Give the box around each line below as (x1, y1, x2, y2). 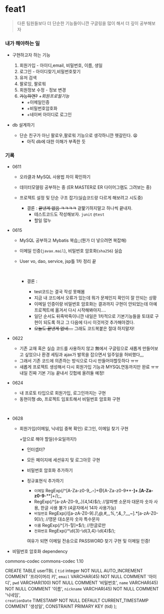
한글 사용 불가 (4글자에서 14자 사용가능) (41, 504, 117, 510)
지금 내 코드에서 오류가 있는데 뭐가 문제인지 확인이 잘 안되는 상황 (34, 295, 157, 301)
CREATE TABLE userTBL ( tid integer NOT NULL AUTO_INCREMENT (5, 567, 143, 573)
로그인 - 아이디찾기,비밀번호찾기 (19, 69, 81, 75)
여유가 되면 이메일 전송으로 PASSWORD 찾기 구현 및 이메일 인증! (26, 538, 150, 544)
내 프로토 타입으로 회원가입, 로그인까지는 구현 (19, 390, 106, 396)
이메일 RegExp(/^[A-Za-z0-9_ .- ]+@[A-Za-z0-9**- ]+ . (34, 487, 140, 493)
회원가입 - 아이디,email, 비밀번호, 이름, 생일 (19, 62, 103, 68)
